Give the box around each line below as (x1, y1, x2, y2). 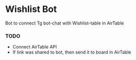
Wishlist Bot (5, 3, 57, 15)
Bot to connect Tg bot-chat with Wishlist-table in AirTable (5, 20, 124, 26)
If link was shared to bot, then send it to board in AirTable (12, 49, 131, 55)
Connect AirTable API (12, 44, 57, 50)
